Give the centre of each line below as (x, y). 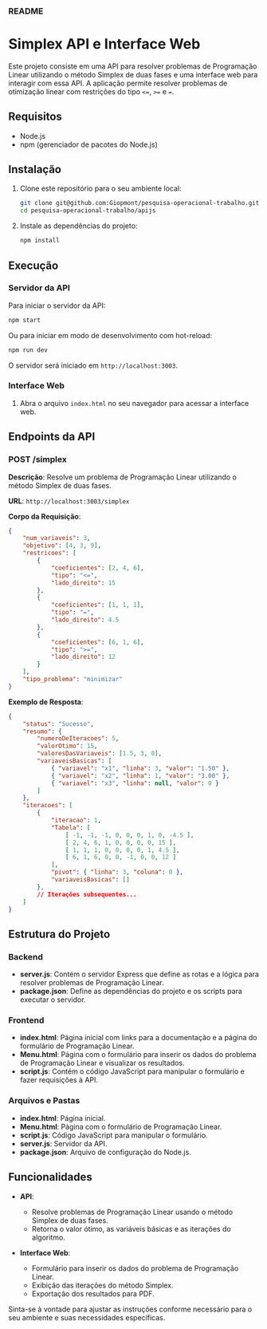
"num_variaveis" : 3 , (57, 538)
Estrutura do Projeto (59, 934)
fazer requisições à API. (59, 1080)
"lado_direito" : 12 (83, 657)
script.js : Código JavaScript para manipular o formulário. (114, 1135)
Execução (33, 265)
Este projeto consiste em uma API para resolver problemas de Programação (133, 66)
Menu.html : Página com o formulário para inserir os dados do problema (138, 1055)
